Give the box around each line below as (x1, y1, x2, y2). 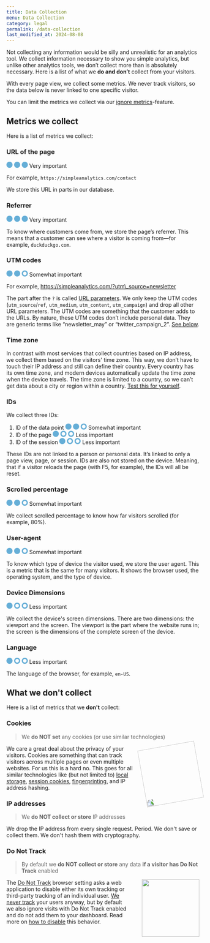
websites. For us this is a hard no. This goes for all (6, 764, 133, 772)
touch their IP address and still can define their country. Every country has (6, 363, 194, 370)
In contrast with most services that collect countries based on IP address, (6, 350, 192, 357)
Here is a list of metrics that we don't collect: (6, 704, 120, 711)
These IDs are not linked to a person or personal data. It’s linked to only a (6, 451, 190, 458)
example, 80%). (6, 518, 47, 525)
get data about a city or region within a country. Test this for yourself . (6, 382, 181, 389)
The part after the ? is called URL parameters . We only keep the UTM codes (6, 295, 198, 302)
